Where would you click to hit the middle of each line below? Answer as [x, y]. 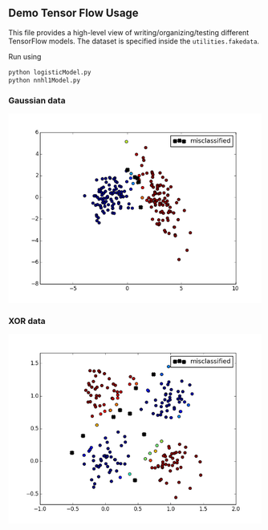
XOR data [27, 322]
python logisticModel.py [50, 72]
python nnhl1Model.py [45, 80]
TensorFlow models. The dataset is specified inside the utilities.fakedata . [134, 41]
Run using [25, 56]
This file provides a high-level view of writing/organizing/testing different [129, 32]
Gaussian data [37, 100]
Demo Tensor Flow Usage [73, 13]
